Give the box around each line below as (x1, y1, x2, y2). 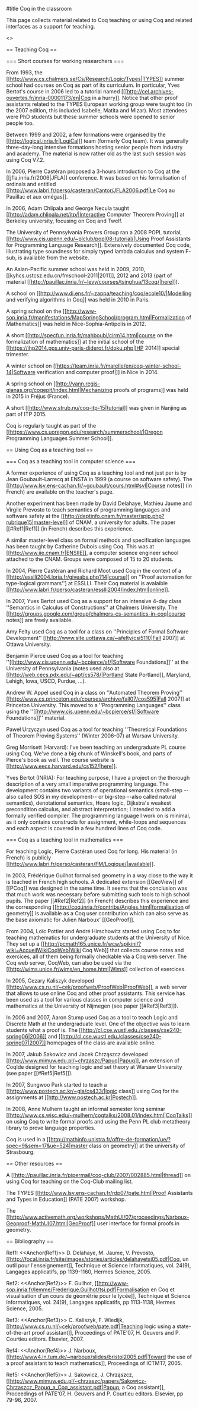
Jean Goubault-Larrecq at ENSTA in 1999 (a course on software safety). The (6, 476, 192, 482)
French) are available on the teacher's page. (6, 488, 114, 495)
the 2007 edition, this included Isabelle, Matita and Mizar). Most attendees (6, 107, 188, 114)
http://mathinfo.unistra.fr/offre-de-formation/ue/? (50, 1136, 171, 1143)
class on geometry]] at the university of (88, 1142, 185, 1149)
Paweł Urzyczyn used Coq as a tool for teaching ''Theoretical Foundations (6, 726, 188, 733)
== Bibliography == (6, 1238, 54, 1245)
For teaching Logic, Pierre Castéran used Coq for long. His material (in (6, 848, 178, 855)
